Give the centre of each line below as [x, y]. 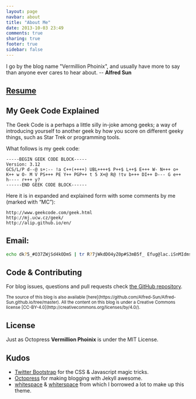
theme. [23, 391]
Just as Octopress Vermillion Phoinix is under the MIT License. [82, 339]
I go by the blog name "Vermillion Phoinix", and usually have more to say [93, 66]
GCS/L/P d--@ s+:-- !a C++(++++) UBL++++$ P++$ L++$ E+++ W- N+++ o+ [92, 169]
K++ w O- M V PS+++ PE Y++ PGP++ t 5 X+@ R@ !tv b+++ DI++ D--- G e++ [94, 174]
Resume [21, 91]
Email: [17, 241]
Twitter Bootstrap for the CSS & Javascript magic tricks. [81, 372]
